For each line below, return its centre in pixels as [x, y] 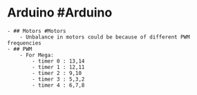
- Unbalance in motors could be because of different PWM [105, 37]
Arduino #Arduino [60, 13]
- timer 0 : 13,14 [58, 61]
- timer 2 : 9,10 [57, 73]
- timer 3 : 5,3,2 [58, 79]
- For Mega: [37, 55]
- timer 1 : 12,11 [58, 67]
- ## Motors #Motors [37, 31]
